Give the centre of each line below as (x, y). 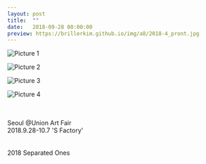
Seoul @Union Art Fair (39, 123)
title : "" (23, 20)
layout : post (26, 14)
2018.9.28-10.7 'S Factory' (45, 130)
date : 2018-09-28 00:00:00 (50, 27)
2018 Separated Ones (39, 153)
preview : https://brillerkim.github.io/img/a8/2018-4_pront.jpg (103, 33)
